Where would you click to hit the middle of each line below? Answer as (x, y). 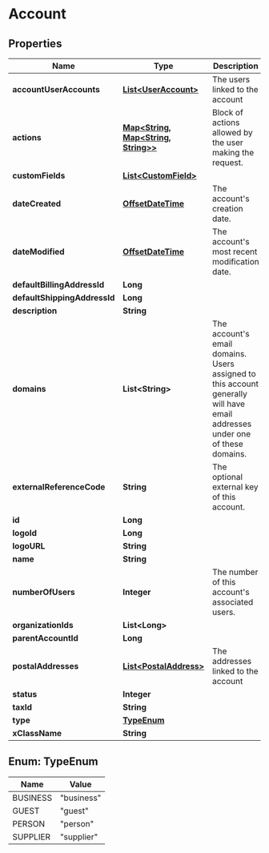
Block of (228, 113)
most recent (235, 251)
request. (228, 163)
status (25, 694)
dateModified (39, 251)
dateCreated (37, 203)
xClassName (37, 733)
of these (228, 444)
